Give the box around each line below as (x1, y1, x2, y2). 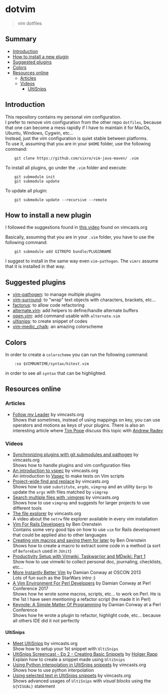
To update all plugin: (5, 188, 48, 194)
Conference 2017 (12, 585, 49, 591)
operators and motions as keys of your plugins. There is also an (12, 422, 145, 428)
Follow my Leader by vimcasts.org (12, 411, 84, 417)
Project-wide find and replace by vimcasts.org (12, 478, 109, 484)
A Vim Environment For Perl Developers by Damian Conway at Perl (12, 580, 151, 586)
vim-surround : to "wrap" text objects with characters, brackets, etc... (12, 297, 156, 303)
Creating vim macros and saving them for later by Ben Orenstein (12, 537, 146, 543)
